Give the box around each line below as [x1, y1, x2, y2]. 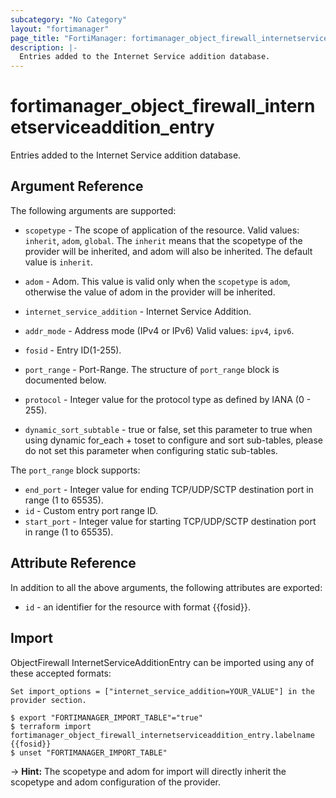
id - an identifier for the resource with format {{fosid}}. [24, 601, 251, 613]
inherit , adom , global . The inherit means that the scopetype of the [24, 234, 303, 246]
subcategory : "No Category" [10, 14, 128, 25]
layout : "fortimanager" [10, 24, 110, 34]
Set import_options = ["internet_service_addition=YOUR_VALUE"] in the [10, 686, 315, 696]
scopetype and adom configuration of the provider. [10, 776, 222, 788]
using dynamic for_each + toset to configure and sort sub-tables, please [24, 434, 323, 446]
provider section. [10, 695, 87, 705]
